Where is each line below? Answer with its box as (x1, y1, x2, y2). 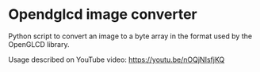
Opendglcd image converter (8, 5, 197, 23)
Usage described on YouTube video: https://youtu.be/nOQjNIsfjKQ (8, 55, 225, 64)
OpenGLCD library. (8, 39, 70, 49)
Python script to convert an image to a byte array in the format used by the (8, 31, 252, 41)
